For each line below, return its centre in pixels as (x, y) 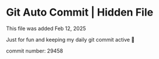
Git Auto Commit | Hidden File (80, 12)
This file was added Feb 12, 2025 (46, 28)
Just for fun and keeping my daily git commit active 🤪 (70, 39)
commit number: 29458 (35, 51)
